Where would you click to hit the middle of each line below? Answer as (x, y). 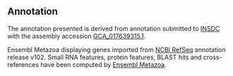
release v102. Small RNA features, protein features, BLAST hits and (104, 57)
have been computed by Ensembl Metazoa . (104, 64)
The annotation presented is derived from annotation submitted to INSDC (114, 28)
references (23, 64)
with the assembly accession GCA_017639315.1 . (77, 36)
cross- (213, 57)
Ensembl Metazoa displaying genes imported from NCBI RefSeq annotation (116, 49)
